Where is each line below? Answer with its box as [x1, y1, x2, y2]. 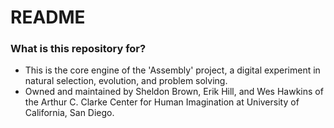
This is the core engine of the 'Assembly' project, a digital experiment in [24, 64, 321, 76]
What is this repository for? [10, 42, 147, 56]
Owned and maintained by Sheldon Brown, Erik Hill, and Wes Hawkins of [24, 86, 324, 98]
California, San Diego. [24, 107, 115, 119]
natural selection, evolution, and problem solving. [24, 75, 228, 87]
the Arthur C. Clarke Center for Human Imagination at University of [24, 96, 300, 108]
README [10, 6, 86, 29]
